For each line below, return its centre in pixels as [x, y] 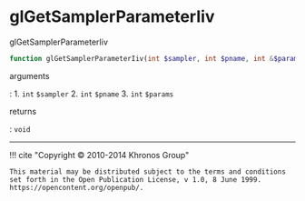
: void [20, 128]
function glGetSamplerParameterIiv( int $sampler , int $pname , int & [142, 58]
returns [23, 111]
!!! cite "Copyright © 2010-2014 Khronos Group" [99, 155]
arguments [30, 75]
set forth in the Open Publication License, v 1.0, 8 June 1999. [135, 179]
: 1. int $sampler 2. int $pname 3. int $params [92, 94]
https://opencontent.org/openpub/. [77, 187]
